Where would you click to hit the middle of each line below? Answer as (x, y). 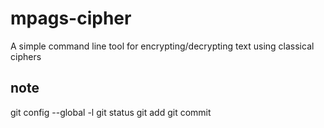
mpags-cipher (71, 18)
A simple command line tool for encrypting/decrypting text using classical (162, 46)
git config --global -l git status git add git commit (111, 112)
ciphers (26, 56)
